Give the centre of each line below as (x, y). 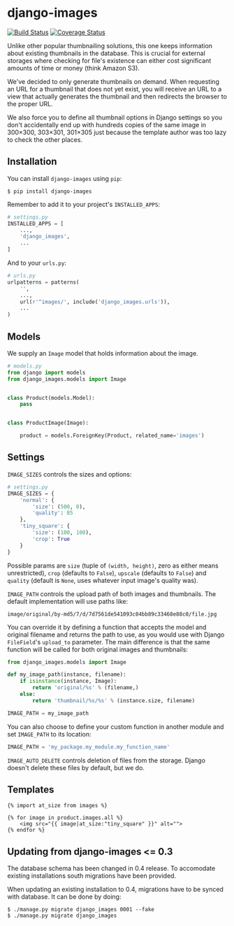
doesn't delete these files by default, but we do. (76, 767)
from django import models (46, 372)
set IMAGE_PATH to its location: (49, 734)
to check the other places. (45, 139)
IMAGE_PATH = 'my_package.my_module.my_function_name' (89, 747)
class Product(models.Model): (51, 398)
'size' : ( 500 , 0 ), (59, 507)
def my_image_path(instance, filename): (67, 675)
